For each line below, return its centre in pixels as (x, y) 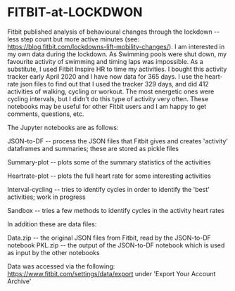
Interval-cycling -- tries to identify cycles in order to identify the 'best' (108, 189)
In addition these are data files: (52, 224)
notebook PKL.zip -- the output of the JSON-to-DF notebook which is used (116, 245)
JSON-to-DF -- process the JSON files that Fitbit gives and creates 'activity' (118, 141)
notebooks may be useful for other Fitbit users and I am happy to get (107, 106)
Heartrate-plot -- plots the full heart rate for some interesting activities (109, 176)
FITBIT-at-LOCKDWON (75, 12)
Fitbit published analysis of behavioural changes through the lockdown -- (114, 32)
